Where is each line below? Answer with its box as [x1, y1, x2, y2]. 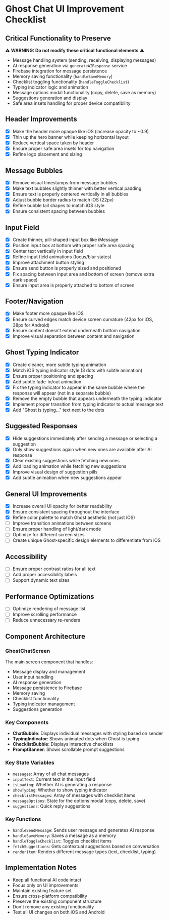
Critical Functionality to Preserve [5, 34, 111, 43]
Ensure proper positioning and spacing [12, 373, 93, 379]
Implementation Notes [5, 863, 77, 872]
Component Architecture [5, 632, 86, 641]
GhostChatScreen [5, 647, 50, 654]
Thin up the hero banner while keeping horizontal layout [12, 134, 129, 140]
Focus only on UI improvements [12, 882, 79, 888]
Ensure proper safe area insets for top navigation [12, 145, 115, 151]
